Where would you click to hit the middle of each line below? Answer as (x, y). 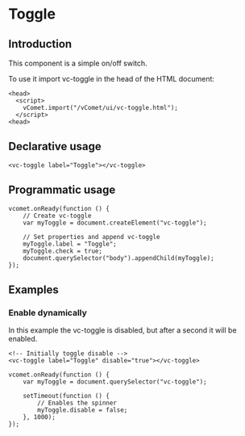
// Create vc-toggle (57, 216)
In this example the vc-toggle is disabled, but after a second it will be (122, 330)
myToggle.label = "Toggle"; (70, 244)
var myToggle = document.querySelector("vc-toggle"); (115, 382)
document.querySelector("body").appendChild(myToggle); (119, 258)
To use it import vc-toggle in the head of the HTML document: (112, 79)
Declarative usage (55, 147)
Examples (33, 290)
